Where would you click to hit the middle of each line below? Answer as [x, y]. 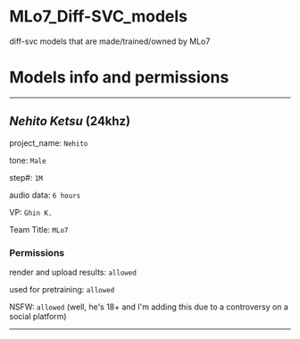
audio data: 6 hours [45, 195]
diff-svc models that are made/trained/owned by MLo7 [110, 41]
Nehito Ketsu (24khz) [70, 121]
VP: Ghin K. [31, 212]
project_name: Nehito [49, 143]
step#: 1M [26, 177]
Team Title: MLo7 [39, 229]
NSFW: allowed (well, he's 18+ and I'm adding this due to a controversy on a [149, 307]
